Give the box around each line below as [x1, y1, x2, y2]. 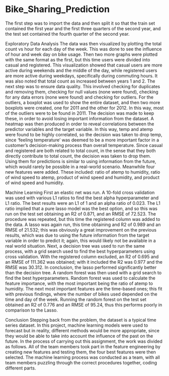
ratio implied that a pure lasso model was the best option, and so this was [5, 205, 157, 211]
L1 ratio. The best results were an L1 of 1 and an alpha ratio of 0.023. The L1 [5, 200, 161, 206]
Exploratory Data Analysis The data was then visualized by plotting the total [5, 40, 162, 46]
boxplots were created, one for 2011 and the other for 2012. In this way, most [5, 105, 164, 111]
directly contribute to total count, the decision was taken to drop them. [5, 153, 151, 159]
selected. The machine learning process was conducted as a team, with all [5, 354, 160, 360]
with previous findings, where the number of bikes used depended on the [5, 291, 157, 297]
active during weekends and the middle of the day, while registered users [5, 67, 157, 73]
